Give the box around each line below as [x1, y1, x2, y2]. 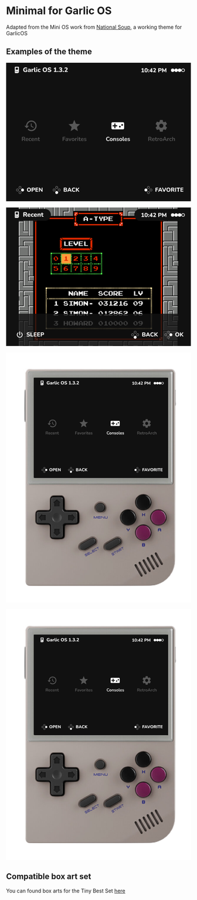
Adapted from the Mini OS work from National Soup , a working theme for [6, 23, 182, 30]
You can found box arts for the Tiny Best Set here [6, 887, 125, 894]
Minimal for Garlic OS [6, 4, 112, 18]
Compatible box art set [6, 872, 91, 882]
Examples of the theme [6, 47, 92, 57]
